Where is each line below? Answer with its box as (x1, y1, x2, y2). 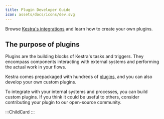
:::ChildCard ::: (5, 109, 35, 115)
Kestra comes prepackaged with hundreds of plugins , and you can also (5, 73, 152, 80)
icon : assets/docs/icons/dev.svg (5, 12, 75, 17)
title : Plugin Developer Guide (5, 7, 71, 12)
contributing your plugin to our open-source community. (5, 99, 122, 105)
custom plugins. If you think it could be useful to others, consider (5, 94, 139, 100)
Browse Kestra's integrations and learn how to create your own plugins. (5, 25, 153, 31)
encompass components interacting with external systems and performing (5, 58, 159, 65)
